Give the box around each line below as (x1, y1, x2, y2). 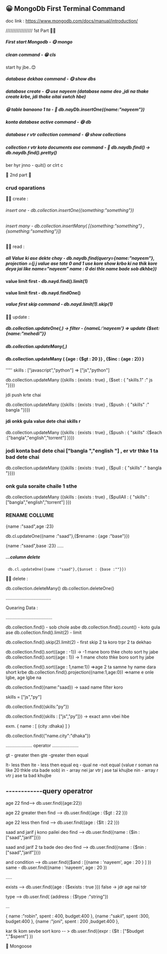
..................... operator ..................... (5, 742, 79, 748)
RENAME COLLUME (5, 512, 54, 519)
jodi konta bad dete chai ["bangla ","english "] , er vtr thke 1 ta (5, 447, 159, 454)
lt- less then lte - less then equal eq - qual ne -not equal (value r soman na (5, 762, 159, 768)
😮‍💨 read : (5, 243, 25, 250)
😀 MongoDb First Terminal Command (5, 5, 125, 13)
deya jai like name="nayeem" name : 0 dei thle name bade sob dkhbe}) (5, 265, 157, 271)
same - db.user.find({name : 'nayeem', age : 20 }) (5, 864, 107, 871)
